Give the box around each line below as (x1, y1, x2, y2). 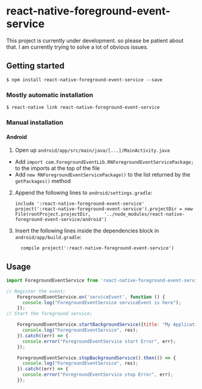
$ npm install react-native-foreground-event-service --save (6, 76, 163, 82)
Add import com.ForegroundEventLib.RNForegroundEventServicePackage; (14, 158, 194, 166)
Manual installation (6, 118, 64, 126)
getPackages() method (14, 178, 71, 185)
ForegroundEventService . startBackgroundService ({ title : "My (17, 322, 171, 328)
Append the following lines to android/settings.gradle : (14, 189, 153, 196)
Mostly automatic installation (6, 90, 94, 99)
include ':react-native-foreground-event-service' (14, 201, 145, 207)
